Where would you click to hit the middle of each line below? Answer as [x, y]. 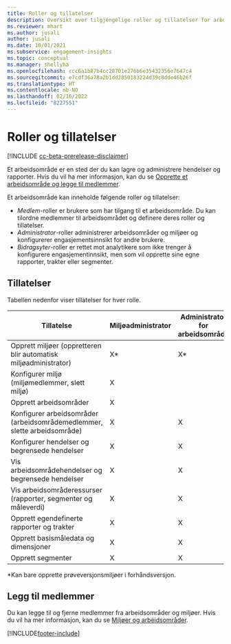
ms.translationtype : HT [41, 84]
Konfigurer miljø [36, 374]
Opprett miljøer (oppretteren [56, 346]
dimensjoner [31, 546]
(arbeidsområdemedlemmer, [57, 422]
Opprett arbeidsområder [50, 402]
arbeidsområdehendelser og [56, 470]
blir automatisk [34, 354]
